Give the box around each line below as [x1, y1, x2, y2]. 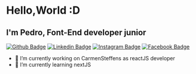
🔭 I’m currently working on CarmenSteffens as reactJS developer [14, 55, 175, 61]
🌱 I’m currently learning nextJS [14, 61, 91, 68]
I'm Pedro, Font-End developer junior [6, 27, 146, 38]
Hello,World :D [6, 4, 81, 17]
